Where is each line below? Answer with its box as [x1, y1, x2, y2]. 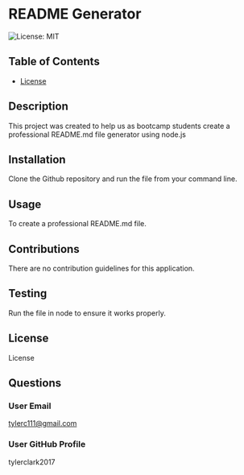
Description [8, 100, 68, 114]
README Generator [8, 5, 142, 23]
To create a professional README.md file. [8, 219, 147, 229]
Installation [8, 152, 66, 166]
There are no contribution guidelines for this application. [8, 263, 195, 273]
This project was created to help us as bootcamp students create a [8, 121, 231, 130]
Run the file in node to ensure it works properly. [8, 308, 167, 318]
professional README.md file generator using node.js [8, 130, 187, 139]
